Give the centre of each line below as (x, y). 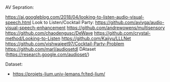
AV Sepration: (20, 7)
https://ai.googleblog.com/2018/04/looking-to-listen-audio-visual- (75, 17)
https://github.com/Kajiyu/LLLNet (96, 38)
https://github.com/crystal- (122, 33)
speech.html (18, 22)
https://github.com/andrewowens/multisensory (116, 28)
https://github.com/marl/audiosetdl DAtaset (51, 49)
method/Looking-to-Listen (33, 38)
